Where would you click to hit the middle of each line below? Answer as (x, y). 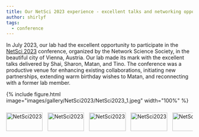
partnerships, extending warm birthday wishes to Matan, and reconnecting (97, 77)
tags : (13, 23)
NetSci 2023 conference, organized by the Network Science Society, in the (98, 52)
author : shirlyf (26, 17)
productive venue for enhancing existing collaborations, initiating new (91, 70)
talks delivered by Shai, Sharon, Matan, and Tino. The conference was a (94, 64)
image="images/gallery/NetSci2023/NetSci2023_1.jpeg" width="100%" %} (97, 101)
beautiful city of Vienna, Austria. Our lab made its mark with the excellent (95, 58)
